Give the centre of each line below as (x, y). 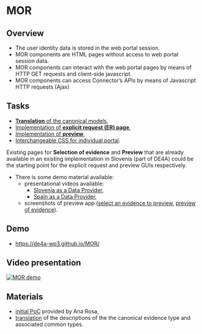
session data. (32, 61)
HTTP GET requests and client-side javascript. (74, 74)
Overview (25, 33)
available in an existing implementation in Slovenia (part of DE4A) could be (100, 158)
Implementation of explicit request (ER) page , (73, 127)
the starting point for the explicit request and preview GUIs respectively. (97, 165)
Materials (25, 296)
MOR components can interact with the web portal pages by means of (103, 67)
